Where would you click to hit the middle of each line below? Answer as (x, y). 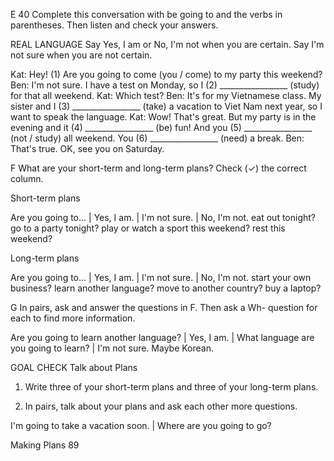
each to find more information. (73, 318)
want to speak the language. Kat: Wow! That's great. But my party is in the (163, 117)
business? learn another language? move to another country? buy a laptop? (166, 288)
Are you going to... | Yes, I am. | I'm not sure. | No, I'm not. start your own (161, 277)
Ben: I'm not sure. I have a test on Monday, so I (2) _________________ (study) (165, 85)
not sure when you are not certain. (81, 55)
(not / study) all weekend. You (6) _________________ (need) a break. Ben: (157, 138)
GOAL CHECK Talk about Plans (74, 367)
